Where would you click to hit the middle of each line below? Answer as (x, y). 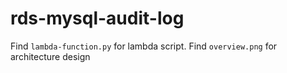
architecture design (50, 56)
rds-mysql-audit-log (97, 18)
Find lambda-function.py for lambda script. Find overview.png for (144, 46)
